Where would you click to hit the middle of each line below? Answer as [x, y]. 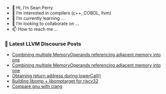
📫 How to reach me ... [35, 29]
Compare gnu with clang [37, 87]
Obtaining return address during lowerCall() [56, 76]
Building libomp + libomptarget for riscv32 [55, 81]
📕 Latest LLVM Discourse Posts [43, 44]
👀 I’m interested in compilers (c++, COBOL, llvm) [61, 13]
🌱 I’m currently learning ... [38, 18]
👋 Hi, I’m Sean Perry [32, 8]
